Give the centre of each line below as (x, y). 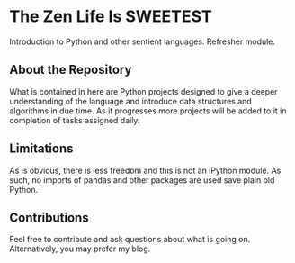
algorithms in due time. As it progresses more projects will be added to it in (148, 111)
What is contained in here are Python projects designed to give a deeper (143, 91)
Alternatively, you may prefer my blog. (80, 249)
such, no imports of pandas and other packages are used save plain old (142, 180)
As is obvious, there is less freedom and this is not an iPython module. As (145, 170)
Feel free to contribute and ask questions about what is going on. (130, 240)
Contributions (49, 218)
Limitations (41, 149)
